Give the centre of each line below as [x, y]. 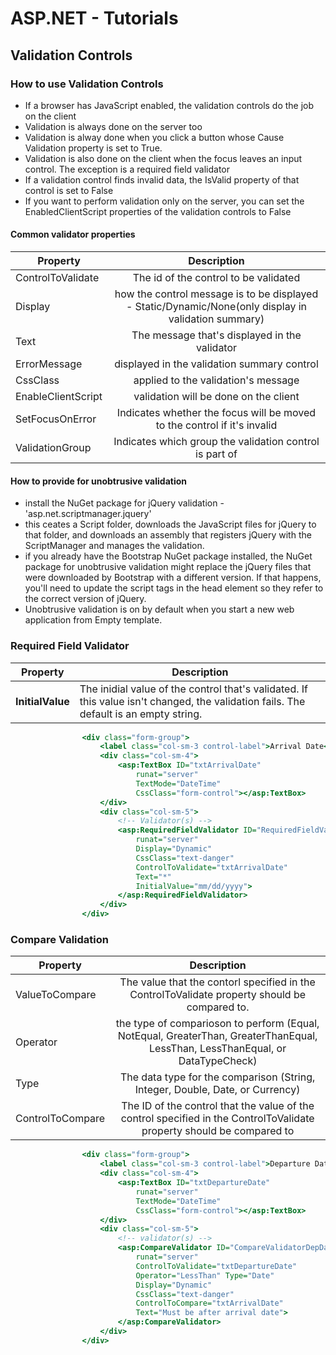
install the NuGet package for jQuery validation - [124, 503]
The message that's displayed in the [216, 335]
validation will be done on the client [216, 397]
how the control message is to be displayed [216, 294]
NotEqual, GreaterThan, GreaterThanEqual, [217, 1036]
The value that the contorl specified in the [217, 982]
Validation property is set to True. [93, 148]
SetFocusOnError [56, 419]
